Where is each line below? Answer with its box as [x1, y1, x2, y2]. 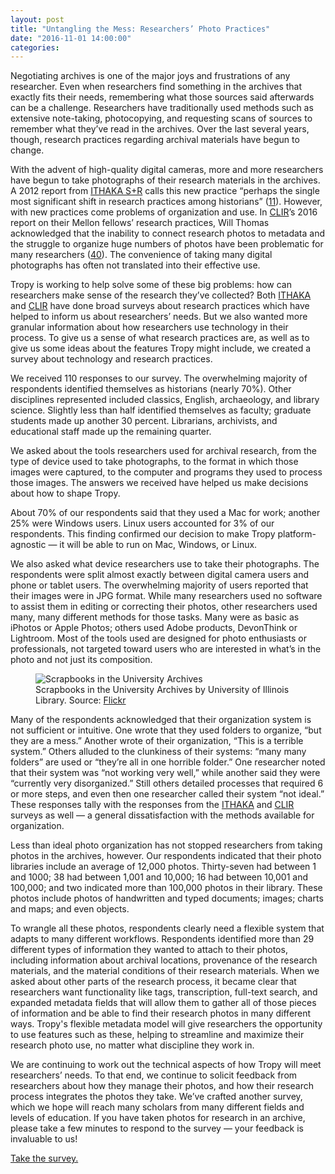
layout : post [10, 14, 65, 25]
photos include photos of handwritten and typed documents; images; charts [10, 892, 324, 905]
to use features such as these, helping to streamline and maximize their [10, 1029, 305, 1041]
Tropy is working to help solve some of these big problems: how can [10, 279, 293, 291]
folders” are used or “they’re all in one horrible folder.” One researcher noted [10, 756, 326, 768]
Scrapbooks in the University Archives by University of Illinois [35, 684, 290, 696]
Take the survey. [10, 1152, 79, 1165]
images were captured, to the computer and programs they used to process [10, 466, 323, 478]
